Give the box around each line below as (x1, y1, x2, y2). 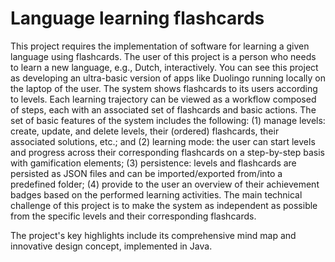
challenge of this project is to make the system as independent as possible (10, 199, 318, 211)
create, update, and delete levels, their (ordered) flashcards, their (10, 125, 280, 137)
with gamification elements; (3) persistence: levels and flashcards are (10, 157, 297, 169)
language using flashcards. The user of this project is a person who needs (10, 50, 317, 62)
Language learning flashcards (10, 7, 265, 30)
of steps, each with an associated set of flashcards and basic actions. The (10, 103, 317, 116)
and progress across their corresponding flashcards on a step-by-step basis (10, 146, 325, 158)
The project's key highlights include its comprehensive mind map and (10, 229, 297, 241)
